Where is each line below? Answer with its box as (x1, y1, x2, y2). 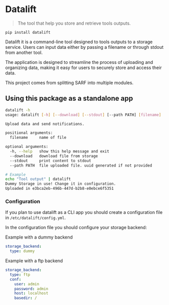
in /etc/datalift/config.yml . (5, 215, 66, 221)
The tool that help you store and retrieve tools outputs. (17, 20, 131, 26)
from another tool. (5, 49, 43, 55)
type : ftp (10, 272, 30, 277)
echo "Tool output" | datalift (5, 177, 71, 182)
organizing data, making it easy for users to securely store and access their (5, 64, 162, 70)
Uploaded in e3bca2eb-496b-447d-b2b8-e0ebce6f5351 (5, 186, 114, 191)
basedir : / (14, 295, 37, 300)
